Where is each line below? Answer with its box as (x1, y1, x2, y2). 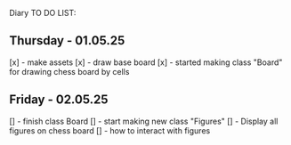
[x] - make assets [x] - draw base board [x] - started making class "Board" (9, 57, 283, 68)
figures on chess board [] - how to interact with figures (9, 125, 211, 136)
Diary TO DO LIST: (9, 8, 77, 18)
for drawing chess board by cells (9, 66, 130, 77)
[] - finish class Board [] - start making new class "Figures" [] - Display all (9, 116, 279, 126)
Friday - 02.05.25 (9, 93, 109, 108)
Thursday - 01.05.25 (9, 33, 125, 48)
